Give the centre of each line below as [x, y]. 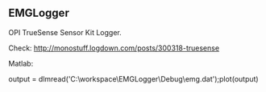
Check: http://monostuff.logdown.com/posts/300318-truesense [114, 48]
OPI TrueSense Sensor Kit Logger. [65, 32]
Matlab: [21, 63]
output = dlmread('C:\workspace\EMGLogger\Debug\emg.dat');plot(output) [134, 78]
